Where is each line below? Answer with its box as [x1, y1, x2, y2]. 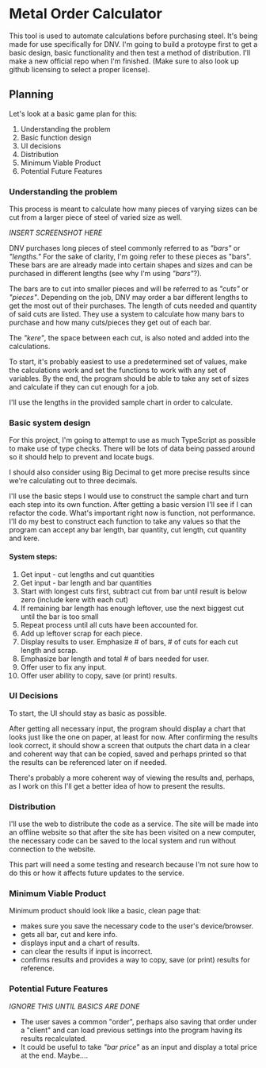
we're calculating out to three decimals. [9, 476, 138, 486]
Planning [9, 88, 54, 102]
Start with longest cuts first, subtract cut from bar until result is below [20, 586, 248, 596]
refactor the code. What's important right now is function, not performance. [9, 509, 256, 518]
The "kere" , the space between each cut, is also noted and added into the [9, 333, 250, 343]
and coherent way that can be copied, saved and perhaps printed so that [9, 749, 247, 759]
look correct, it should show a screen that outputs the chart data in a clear [9, 740, 250, 750]
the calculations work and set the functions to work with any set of [9, 366, 226, 375]
